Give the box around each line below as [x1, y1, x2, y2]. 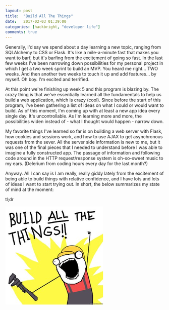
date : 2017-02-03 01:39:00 [5, 19, 67, 24]
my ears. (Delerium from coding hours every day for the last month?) [5, 161, 148, 167]
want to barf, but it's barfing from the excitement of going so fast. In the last [5, 55, 163, 61]
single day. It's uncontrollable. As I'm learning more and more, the [5, 113, 142, 119]
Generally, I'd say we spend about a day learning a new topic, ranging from [5, 44, 161, 50]
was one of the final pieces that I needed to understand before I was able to [5, 144, 163, 150]
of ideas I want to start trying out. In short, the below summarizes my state [5, 181, 160, 187]
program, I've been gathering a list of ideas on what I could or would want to [5, 102, 164, 108]
